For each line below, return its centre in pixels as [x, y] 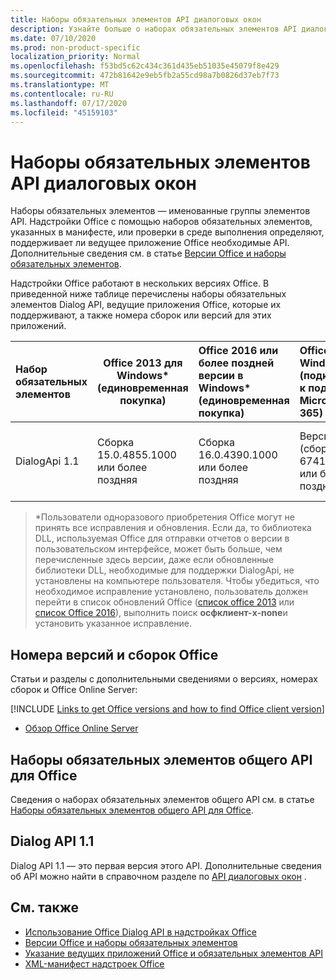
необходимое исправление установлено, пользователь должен [171, 592]
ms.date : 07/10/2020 [53, 38]
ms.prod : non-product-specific [75, 47]
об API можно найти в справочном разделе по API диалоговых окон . [158, 876]
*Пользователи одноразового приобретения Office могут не [164, 517]
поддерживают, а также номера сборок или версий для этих [141, 315]
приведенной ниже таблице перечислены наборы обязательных [148, 294]
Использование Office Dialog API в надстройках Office [140, 932]
